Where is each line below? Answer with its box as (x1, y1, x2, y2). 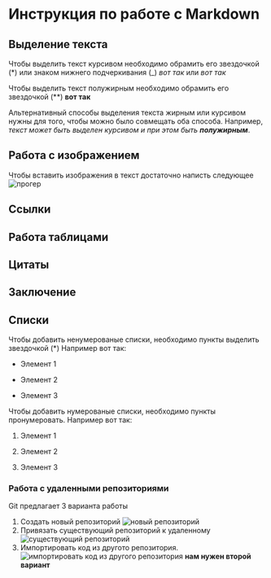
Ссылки (8, 203, 51, 217)
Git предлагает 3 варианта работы (8, 501, 129, 511)
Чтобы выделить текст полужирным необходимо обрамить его (8, 83, 229, 93)
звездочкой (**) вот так (8, 92, 91, 102)
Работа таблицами (8, 230, 109, 244)
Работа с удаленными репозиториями (8, 483, 169, 494)
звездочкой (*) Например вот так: (8, 344, 127, 353)
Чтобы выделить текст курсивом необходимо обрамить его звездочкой (8, 59, 260, 68)
